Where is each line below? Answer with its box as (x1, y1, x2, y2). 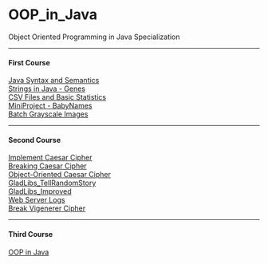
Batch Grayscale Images (8, 109, 89, 119)
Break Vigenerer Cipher (8, 203, 86, 213)
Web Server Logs (8, 195, 65, 205)
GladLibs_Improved (8, 187, 72, 196)
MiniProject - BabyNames (8, 101, 93, 111)
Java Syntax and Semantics (8, 76, 100, 85)
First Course (8, 57, 50, 67)
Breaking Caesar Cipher (8, 161, 87, 171)
